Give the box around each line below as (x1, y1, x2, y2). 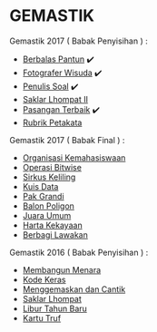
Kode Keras (22, 274, 66, 285)
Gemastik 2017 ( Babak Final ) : (9, 134, 125, 145)
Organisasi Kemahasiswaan (22, 151, 126, 163)
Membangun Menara (22, 264, 102, 275)
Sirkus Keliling (22, 171, 76, 182)
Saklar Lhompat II (22, 93, 89, 104)
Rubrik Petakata (22, 117, 83, 128)
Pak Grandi (22, 190, 65, 201)
